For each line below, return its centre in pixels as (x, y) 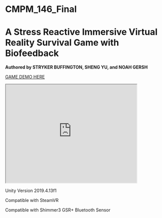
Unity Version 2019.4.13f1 (31, 190)
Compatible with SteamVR (32, 200)
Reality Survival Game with (62, 43)
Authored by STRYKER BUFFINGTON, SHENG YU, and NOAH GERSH (77, 67)
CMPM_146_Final (41, 9)
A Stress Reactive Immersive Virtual (81, 32)
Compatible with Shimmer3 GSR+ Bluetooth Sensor (58, 210)
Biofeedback (32, 53)
